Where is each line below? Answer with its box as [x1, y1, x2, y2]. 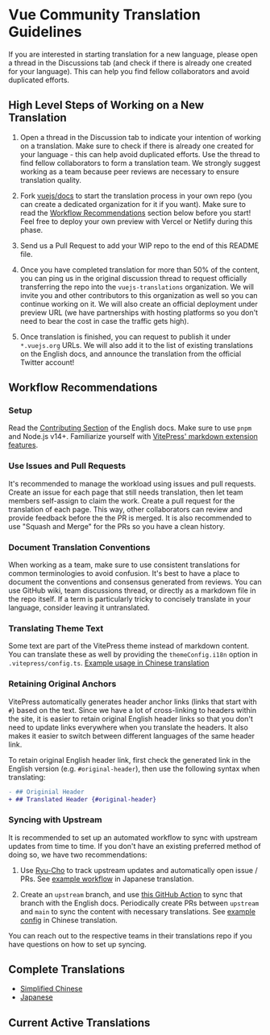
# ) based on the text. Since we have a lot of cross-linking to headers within [8, 705, 256, 714]
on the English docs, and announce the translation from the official [19, 349, 242, 358]
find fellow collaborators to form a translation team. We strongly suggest [19, 158, 261, 168]
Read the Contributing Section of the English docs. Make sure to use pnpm [8, 423, 252, 433]
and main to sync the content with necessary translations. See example [19, 906, 256, 916]
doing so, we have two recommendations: [8, 850, 147, 859]
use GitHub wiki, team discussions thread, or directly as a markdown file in [8, 586, 256, 595]
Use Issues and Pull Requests [8, 461, 127, 472]
